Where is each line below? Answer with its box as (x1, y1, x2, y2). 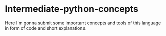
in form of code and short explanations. (5, 25, 87, 31)
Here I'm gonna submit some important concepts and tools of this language (5, 20, 161, 26)
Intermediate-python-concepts (5, 3, 139, 15)
